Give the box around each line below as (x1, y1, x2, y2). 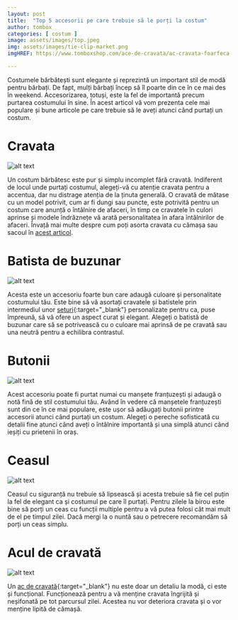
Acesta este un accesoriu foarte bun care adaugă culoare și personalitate (7, 290, 222, 299)
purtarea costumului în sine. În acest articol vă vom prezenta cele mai (7, 98, 210, 106)
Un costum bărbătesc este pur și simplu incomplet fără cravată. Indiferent (7, 175, 223, 184)
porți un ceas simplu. (7, 519, 69, 528)
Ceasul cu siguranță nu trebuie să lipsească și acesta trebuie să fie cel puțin (7, 489, 229, 498)
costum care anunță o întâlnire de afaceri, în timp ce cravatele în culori (7, 205, 213, 214)
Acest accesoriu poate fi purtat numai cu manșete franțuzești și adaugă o (7, 389, 222, 398)
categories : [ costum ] (7, 30, 78, 38)
